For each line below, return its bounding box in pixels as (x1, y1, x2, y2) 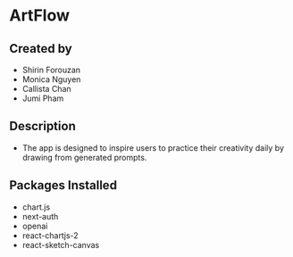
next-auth (21, 211, 59, 221)
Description (9, 119, 76, 134)
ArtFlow (9, 5, 70, 26)
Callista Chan (21, 84, 71, 94)
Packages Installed (9, 178, 118, 193)
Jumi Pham (21, 93, 64, 104)
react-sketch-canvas (21, 239, 100, 250)
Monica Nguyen (21, 74, 81, 85)
